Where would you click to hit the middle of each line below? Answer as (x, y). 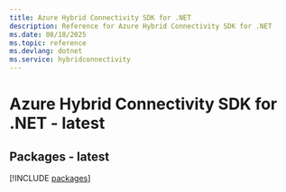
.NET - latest (57, 123)
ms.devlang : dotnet (46, 51)
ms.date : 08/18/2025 (48, 34)
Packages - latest (60, 156)
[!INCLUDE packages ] (50, 178)
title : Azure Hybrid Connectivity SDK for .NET (101, 18)
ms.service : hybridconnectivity (70, 59)
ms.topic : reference (48, 43)
